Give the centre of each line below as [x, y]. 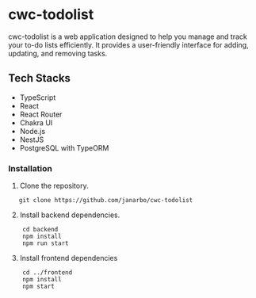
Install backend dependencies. [70, 215]
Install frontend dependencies [69, 258]
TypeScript [38, 97]
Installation [31, 168]
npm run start [46, 243]
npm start [39, 287]
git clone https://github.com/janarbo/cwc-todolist [106, 201]
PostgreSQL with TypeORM [64, 147]
